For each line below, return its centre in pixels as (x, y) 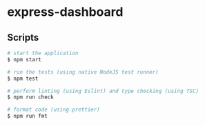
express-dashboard (65, 12)
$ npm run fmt (28, 116)
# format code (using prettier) (53, 110)
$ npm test (23, 78)
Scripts (23, 38)
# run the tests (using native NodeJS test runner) (83, 72)
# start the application (43, 53)
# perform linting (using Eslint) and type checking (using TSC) (103, 91)
